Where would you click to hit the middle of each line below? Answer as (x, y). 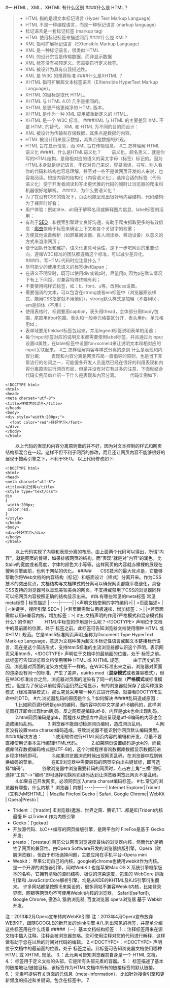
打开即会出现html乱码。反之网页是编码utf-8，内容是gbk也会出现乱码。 (88, 711)
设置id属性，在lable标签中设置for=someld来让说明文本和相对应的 (93, 343)
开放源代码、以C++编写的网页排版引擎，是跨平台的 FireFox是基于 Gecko (89, 829)
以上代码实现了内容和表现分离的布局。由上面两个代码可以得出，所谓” (87, 552)
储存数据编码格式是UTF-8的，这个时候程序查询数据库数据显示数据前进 (88, 749)
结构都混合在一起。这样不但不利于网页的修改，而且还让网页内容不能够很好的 (85, 452)
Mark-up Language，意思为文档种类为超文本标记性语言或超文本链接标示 (81, 641)
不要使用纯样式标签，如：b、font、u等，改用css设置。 (82, 286)
